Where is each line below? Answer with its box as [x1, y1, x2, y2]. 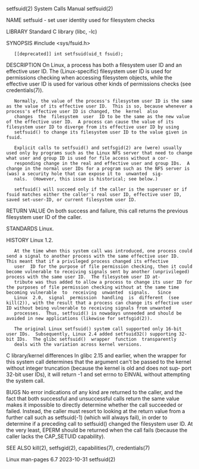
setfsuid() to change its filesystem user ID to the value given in [14, 129, 187, 135]
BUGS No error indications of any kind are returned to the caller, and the [6, 389, 183, 395]
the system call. [6, 377, 45, 384]
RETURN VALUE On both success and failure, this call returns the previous [6, 207, 188, 214]
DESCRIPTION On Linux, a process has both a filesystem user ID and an [6, 62, 182, 68]
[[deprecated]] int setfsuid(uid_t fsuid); [14, 51, 124, 57]
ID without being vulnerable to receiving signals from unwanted [6, 305, 171, 311]
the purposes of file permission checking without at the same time [6, 284, 179, 290]
